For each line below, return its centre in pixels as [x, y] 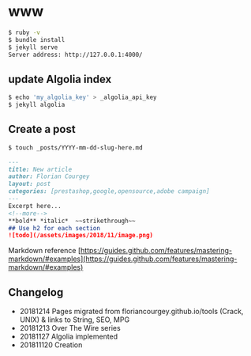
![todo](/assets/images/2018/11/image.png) [81, 236]
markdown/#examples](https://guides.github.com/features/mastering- [123, 259]
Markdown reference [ [45, 251]
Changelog [36, 292]
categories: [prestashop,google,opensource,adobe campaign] [109, 191]
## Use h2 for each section [54, 228]
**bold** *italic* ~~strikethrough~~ [72, 221]
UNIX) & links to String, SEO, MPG [75, 320]
